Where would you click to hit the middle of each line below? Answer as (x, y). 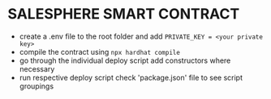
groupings (37, 86)
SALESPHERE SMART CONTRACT (124, 14)
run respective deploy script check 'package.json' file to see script (131, 77)
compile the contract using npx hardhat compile (99, 52)
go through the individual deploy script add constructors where (125, 60)
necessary (37, 68)
